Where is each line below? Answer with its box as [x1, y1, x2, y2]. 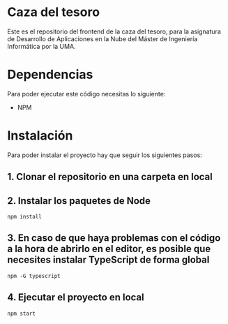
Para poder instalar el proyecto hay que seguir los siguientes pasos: [7, 151, 202, 159]
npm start [7, 310, 36, 317]
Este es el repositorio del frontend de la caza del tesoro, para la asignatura [7, 27, 221, 36]
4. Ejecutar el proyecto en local [7, 291, 144, 304]
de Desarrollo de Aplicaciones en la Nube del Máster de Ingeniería [7, 34, 198, 43]
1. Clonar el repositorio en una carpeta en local [7, 171, 213, 183]
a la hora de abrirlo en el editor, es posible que [7, 243, 211, 255]
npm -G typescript [7, 272, 61, 279]
